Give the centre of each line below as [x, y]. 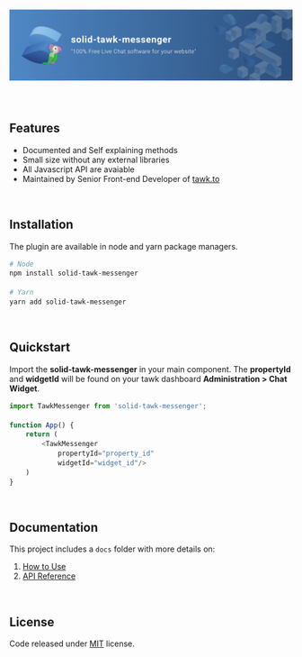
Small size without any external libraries [96, 160]
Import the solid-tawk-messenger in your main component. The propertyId [150, 369]
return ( [42, 434]
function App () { [42, 425]
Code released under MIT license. [72, 643]
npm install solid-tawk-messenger [74, 274]
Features [35, 128]
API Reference [49, 576]
